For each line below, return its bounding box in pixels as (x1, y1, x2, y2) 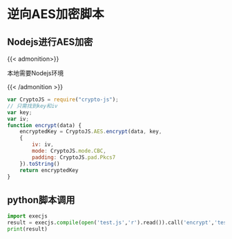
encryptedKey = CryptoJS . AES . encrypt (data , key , (19, 128, 162, 135)
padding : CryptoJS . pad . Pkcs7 (32, 153, 116, 161)
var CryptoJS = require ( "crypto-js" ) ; (7, 96, 119, 103)
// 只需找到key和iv (7, 102, 58, 109)
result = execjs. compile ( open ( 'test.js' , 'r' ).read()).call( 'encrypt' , (7, 219, 215, 227)
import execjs (7, 213, 48, 220)
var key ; (7, 108, 32, 116)
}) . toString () (19, 160, 60, 167)
